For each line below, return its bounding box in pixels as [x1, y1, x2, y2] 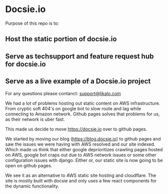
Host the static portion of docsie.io [5, 35, 117, 43]
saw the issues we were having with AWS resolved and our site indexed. [5, 141, 155, 147]
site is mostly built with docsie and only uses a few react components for [5, 177, 157, 183]
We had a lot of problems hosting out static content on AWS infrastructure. [5, 100, 160, 106]
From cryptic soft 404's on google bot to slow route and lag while [5, 105, 141, 111]
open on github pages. [5, 162, 52, 168]
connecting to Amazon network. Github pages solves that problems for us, [5, 111, 160, 117]
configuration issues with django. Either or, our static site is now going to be [5, 157, 163, 163]
